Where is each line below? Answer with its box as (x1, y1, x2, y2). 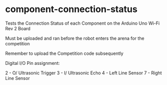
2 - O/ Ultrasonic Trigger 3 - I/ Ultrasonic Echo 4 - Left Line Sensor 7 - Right (5, 69, 162, 76)
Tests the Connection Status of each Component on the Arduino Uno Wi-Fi (5, 20, 160, 26)
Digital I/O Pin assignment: (5, 60, 60, 66)
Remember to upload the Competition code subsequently (5, 50, 124, 56)
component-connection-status (5, 4, 138, 15)
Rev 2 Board (5, 25, 31, 31)
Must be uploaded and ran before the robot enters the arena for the (5, 35, 144, 41)
